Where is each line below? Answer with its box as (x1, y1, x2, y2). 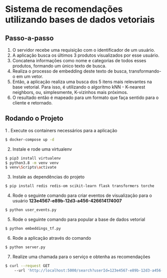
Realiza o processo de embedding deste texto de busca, (12, 68, 128, 74)
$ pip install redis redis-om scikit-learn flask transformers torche (5, 184, 155, 188)
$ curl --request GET (5, 263, 50, 268)
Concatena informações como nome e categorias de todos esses (12, 58, 147, 63)
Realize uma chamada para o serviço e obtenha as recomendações (12, 254, 151, 260)
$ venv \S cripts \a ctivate (5, 165, 57, 170)
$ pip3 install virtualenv (5, 156, 61, 161)
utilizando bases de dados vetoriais (5, 14, 155, 25)
